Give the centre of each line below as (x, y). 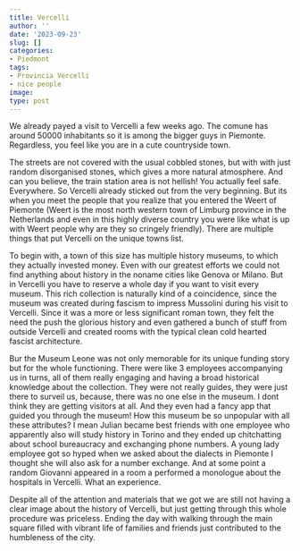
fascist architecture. (46, 342)
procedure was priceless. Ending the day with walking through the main (141, 519)
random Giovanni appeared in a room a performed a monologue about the (145, 473)
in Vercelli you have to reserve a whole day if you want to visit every (134, 284)
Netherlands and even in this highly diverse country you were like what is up (150, 219)
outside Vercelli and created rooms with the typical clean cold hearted (138, 332)
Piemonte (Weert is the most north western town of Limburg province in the (148, 210)
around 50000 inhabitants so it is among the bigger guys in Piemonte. (137, 136)
